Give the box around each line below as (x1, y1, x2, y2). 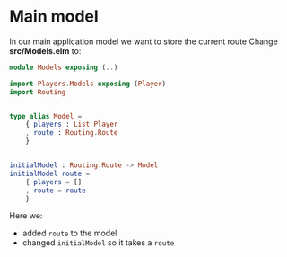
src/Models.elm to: (9, 45, 82, 56)
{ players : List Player (25, 120, 118, 129)
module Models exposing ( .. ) (9, 63, 118, 72)
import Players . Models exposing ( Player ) (9, 79, 167, 88)
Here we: (9, 210, 43, 221)
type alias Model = (9, 111, 83, 120)
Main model (9, 6, 99, 27)
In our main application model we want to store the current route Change (9, 36, 278, 47)
